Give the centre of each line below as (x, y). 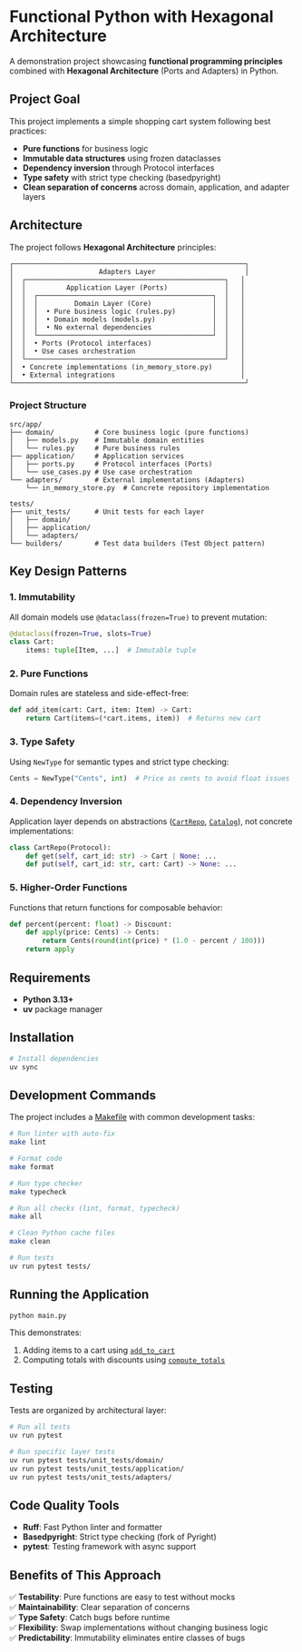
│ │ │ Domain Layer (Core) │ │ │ (127, 303)
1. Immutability (42, 597)
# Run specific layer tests (63, 1452)
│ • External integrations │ (127, 375)
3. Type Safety (42, 742)
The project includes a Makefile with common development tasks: (132, 1117)
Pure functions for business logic (85, 148)
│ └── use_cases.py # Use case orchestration (101, 472)
